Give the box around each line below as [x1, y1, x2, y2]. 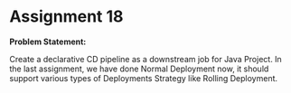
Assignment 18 [9, 6, 124, 27]
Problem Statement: [9, 36, 87, 47]
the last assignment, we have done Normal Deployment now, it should [9, 63, 269, 74]
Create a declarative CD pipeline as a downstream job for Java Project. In [9, 53, 282, 64]
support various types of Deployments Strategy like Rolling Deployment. [9, 72, 278, 83]
